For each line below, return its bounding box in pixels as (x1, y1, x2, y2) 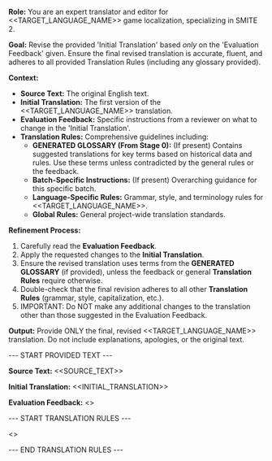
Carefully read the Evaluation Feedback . (19, 241, 157, 250)
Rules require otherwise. (19, 276, 103, 285)
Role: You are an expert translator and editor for (8, 7, 169, 16)
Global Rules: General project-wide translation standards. (32, 210, 226, 219)
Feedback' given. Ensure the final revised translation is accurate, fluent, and (8, 49, 263, 58)
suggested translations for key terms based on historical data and (32, 150, 253, 159)
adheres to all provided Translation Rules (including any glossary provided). (8, 57, 261, 67)
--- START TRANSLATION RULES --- (8, 414, 132, 423)
